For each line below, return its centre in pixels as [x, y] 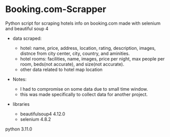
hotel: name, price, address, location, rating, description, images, [88, 48]
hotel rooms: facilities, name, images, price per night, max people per [92, 58]
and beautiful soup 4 [27, 28]
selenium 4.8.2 [36, 119]
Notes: [19, 79]
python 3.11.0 [19, 129]
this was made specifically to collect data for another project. [84, 94]
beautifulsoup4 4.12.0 [43, 114]
